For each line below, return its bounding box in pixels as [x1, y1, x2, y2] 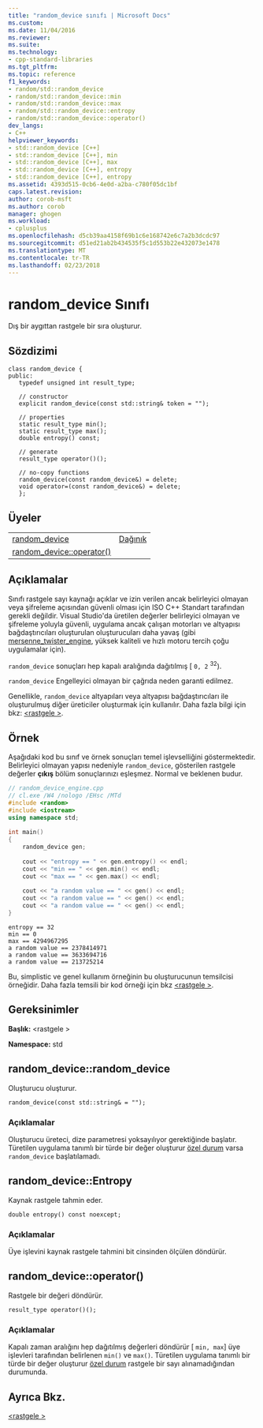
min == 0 [8, 930, 37, 938]
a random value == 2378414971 [8, 944, 108, 952]
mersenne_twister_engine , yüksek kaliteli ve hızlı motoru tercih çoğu [8, 636, 230, 645]
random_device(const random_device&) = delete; [18, 475, 178, 484]
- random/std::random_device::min [8, 92, 122, 100]
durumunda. [8, 1367, 48, 1377]
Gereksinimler [8, 1003, 80, 1017]
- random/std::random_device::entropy [8, 107, 135, 115]
